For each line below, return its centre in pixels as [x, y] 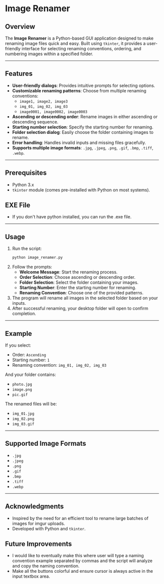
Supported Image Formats [46, 444]
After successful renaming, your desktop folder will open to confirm [80, 309]
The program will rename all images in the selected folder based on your [85, 298]
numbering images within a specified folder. [49, 54]
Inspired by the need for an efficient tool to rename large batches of [80, 518]
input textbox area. [31, 576]
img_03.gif [23, 424]
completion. [24, 313]
